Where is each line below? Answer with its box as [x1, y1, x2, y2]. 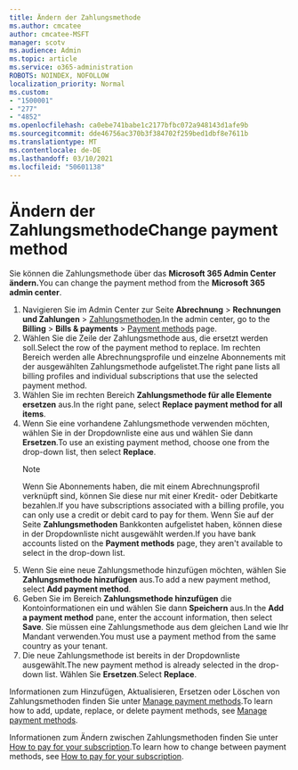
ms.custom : [9, 87, 50, 96]
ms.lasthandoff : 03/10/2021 [9, 153, 114, 163]
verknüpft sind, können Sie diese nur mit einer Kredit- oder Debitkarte [21, 491, 278, 501]
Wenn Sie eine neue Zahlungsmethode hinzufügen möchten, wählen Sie [21, 565, 286, 575]
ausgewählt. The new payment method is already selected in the [21, 659, 257, 670]
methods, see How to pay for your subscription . [9, 751, 184, 762]
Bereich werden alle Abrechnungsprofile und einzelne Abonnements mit [21, 352, 286, 362]
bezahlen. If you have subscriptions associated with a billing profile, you [21, 501, 285, 511]
